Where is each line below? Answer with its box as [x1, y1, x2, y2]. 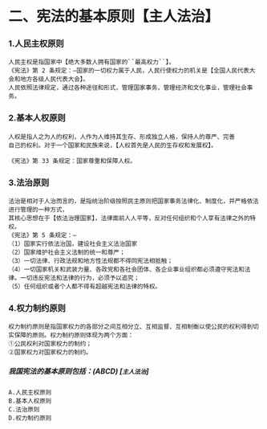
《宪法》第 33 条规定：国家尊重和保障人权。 [8, 157, 136, 165]
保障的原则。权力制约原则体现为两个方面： [14, 331, 134, 340]
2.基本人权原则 [8, 112, 66, 124]
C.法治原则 [8, 406, 40, 414]
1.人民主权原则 [8, 38, 64, 49]
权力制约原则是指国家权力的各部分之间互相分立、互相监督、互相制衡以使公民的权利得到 [8, 323, 253, 331]
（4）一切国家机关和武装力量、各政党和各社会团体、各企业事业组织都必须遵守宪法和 [8, 266, 245, 274]
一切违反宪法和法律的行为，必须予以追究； [19, 274, 140, 282]
